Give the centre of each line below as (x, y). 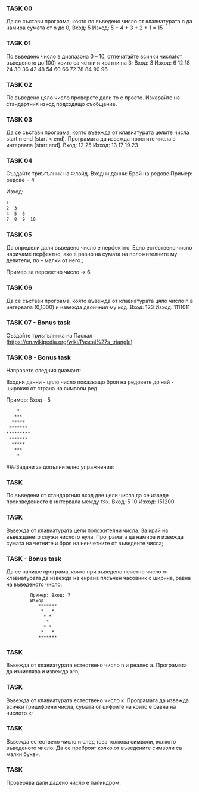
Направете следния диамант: (44, 371)
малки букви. (23, 754)
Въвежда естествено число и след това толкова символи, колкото (91, 741)
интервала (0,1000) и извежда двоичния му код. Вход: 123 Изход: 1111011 (98, 307)
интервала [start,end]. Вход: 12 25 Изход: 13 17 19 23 (72, 145)
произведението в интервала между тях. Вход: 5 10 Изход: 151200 (90, 502)
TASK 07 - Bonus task (38, 323)
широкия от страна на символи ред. (52, 389)
